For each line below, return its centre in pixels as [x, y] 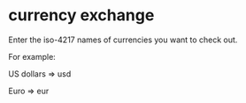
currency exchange [81, 15]
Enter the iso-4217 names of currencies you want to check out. [123, 40]
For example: [32, 56]
